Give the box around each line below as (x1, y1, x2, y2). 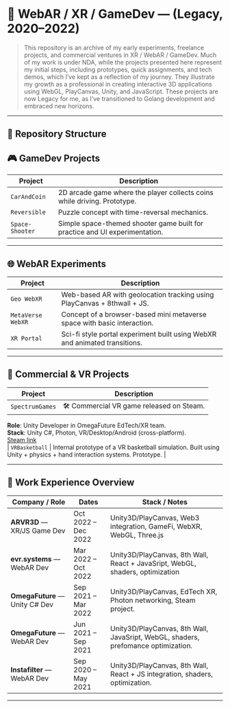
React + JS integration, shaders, (110, 669, 214, 678)
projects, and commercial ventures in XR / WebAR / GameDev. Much (23, 51, 217, 59)
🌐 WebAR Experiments (7, 258, 107, 270)
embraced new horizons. (23, 102, 94, 110)
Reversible (10, 209, 46, 216)
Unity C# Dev (10, 599, 53, 609)
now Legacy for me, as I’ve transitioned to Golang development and (23, 94, 216, 102)
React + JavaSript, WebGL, (110, 558, 197, 568)
